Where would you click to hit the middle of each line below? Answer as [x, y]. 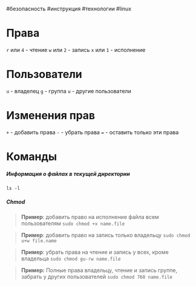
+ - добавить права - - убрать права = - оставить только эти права [93, 132]
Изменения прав [51, 116]
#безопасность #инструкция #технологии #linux [69, 9]
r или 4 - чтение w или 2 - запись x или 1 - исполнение [76, 50]
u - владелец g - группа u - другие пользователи [69, 91]
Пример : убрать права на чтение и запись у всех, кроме [95, 252]
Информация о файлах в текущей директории [68, 174]
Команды [32, 157]
